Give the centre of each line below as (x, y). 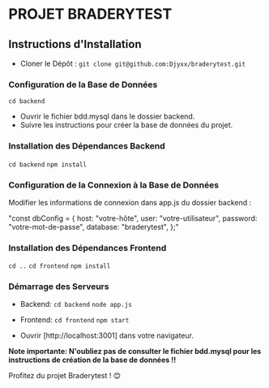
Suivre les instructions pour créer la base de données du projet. (126, 125)
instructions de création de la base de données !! (92, 360)
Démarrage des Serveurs (59, 287)
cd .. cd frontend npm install (60, 266)
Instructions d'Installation (75, 44)
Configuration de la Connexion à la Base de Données (114, 185)
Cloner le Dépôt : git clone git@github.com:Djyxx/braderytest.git (132, 63)
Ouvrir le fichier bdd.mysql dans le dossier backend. (107, 116)
